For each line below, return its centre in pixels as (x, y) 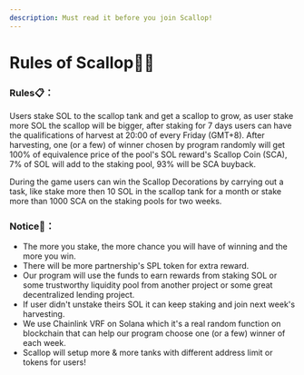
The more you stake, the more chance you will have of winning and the (155, 247)
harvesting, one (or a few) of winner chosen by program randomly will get (147, 145)
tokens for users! (54, 362)
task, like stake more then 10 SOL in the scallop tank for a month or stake (146, 192)
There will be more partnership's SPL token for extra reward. (136, 266)
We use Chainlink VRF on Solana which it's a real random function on (152, 324)
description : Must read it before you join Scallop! (111, 18)
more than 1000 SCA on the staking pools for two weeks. (116, 202)
